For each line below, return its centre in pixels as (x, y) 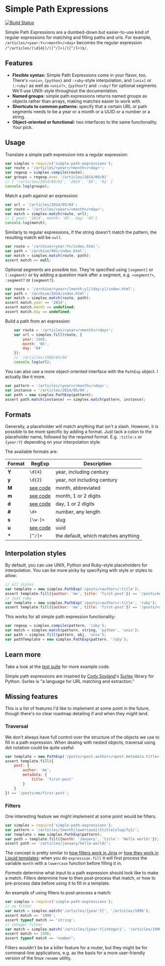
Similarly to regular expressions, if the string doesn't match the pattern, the (81, 232)
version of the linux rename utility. (38, 958)
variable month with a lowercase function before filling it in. (64, 863)
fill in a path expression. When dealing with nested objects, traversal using (80, 742)
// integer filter (24, 925)
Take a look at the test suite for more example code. (58, 667)
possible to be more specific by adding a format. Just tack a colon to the (79, 432)
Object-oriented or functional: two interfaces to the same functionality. (85, 122)
